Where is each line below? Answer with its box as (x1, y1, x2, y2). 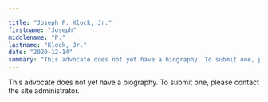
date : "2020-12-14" (8, 49, 73, 57)
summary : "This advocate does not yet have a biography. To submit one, (8, 56, 255, 64)
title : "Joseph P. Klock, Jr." (8, 18, 112, 26)
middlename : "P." (8, 33, 66, 41)
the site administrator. (8, 86, 80, 96)
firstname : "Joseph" (8, 25, 77, 34)
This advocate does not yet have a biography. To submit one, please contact (8, 77, 260, 87)
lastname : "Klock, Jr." (8, 41, 88, 49)
